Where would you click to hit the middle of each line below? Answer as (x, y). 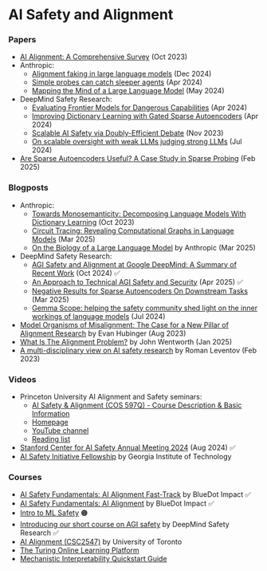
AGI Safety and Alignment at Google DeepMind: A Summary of (134, 264)
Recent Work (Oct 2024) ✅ (76, 273)
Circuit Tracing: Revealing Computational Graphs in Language (133, 230)
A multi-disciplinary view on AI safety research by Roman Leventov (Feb (138, 350)
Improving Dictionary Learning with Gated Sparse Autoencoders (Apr (145, 116)
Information (51, 414)
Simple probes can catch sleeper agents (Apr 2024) (117, 82)
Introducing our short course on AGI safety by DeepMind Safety (124, 525)
